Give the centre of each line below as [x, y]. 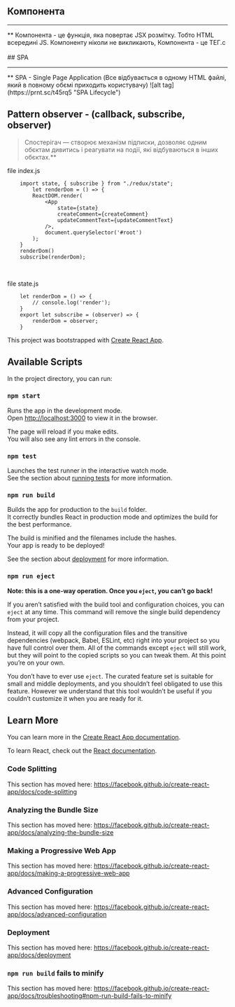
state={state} [78, 208]
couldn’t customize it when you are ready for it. [75, 698]
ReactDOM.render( [57, 195]
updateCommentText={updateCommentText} [115, 220]
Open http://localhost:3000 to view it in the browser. [83, 418]
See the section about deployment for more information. [88, 559]
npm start [24, 396]
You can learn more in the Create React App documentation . [94, 737]
